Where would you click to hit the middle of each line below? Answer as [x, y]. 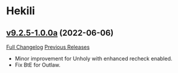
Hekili [21, 11]
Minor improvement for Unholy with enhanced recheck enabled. [93, 58]
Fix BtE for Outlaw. [38, 65]
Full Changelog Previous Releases [48, 47]
